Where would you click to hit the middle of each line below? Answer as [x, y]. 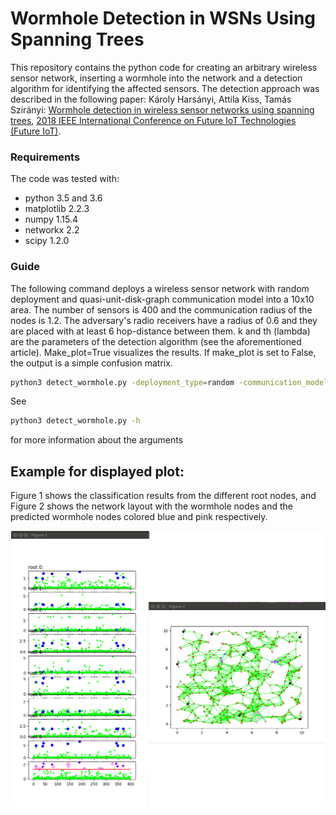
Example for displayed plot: [97, 471]
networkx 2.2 [52, 230]
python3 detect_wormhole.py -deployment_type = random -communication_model [169, 382]
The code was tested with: [65, 179]
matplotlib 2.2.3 [57, 209]
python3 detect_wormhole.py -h [75, 421]
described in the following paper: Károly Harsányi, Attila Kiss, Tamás [151, 99]
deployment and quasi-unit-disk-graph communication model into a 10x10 [162, 299]
